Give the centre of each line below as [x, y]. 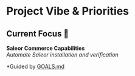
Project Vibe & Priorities [68, 11]
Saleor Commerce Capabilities [46, 48]
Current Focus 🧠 [38, 34]
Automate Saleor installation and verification [62, 55]
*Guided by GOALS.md [36, 66]
